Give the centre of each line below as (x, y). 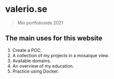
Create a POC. (27, 50)
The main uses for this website (54, 38)
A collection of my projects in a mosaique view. (61, 55)
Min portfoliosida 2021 (40, 23)
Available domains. (32, 61)
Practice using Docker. (36, 71)
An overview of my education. (43, 66)
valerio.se (26, 9)
